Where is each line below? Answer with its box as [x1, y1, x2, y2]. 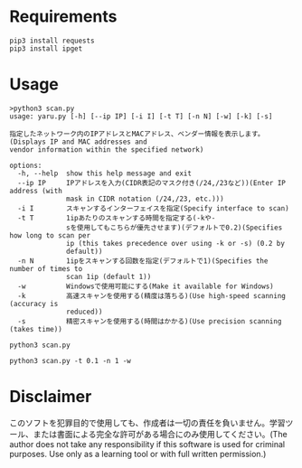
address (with [9, 186, 63, 195]
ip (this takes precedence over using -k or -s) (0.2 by [66, 239, 285, 248]
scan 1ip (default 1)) [66, 272, 152, 281]
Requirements [9, 6, 118, 27]
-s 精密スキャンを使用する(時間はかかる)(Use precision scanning [17, 316, 282, 326]
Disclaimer [9, 387, 92, 407]
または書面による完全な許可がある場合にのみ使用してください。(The [33, 428, 288, 439]
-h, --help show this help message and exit [17, 169, 193, 178]
